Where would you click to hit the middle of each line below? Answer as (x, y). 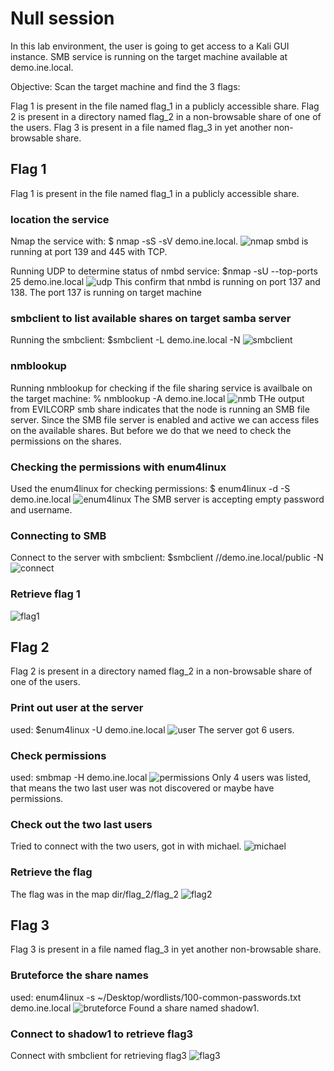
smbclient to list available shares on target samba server (151, 318)
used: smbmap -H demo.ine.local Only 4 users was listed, (161, 777)
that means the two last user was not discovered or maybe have (142, 788)
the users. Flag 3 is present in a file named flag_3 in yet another (141, 127)
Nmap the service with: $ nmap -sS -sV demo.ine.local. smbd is (159, 241)
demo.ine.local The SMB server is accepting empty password (167, 499)
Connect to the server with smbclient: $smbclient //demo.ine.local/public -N (167, 558)
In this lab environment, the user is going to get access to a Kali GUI (150, 46)
